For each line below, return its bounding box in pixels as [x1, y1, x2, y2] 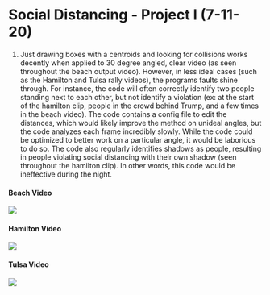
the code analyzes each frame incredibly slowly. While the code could [19, 127, 253, 136]
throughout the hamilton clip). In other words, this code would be [19, 160, 236, 170]
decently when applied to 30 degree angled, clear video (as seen [19, 58, 237, 68]
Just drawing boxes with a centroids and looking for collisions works [19, 49, 248, 59]
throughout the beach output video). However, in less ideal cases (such [19, 66, 258, 76]
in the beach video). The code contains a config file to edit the [19, 109, 227, 118]
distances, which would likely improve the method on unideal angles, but [19, 118, 262, 127]
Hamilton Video [8, 223, 62, 233]
